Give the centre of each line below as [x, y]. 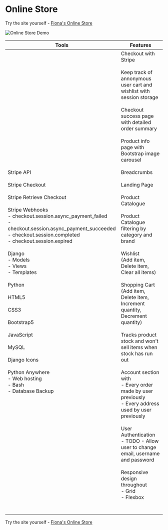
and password [137, 459]
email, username [140, 453]
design [129, 478]
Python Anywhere [29, 372]
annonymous [136, 78]
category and [136, 234]
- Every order [137, 384]
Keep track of [137, 72]
